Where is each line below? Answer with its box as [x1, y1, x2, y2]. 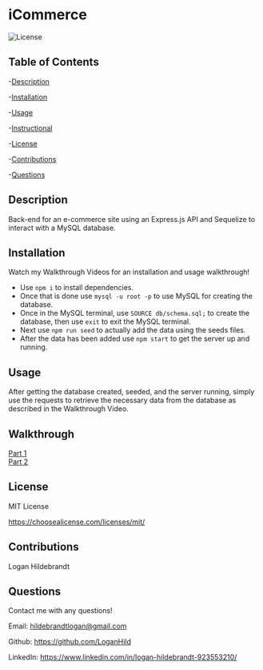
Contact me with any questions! [8, 606, 114, 616]
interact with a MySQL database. [8, 223, 116, 232]
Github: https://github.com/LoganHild [8, 637, 132, 647]
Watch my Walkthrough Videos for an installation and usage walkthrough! [8, 267, 250, 277]
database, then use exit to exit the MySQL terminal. [19, 317, 191, 326]
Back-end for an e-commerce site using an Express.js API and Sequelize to [8, 214, 256, 224]
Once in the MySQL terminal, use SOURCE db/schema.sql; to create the [19, 309, 250, 318]
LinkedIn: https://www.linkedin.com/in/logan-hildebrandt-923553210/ [8, 652, 237, 662]
